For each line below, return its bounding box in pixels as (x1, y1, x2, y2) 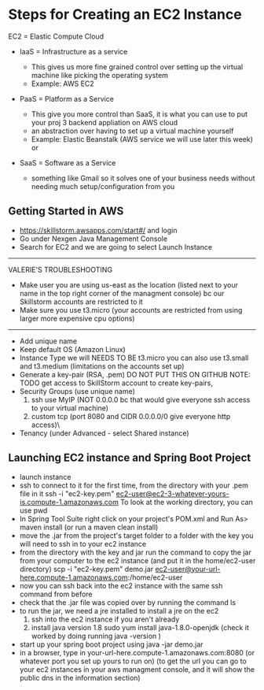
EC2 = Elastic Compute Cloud (8, 32, 104, 41)
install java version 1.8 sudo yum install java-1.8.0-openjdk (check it (31, 622, 249, 632)
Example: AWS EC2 (31, 79, 94, 88)
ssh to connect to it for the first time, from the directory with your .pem (19, 480, 249, 490)
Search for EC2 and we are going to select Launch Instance (19, 242, 213, 251)
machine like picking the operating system (31, 70, 169, 80)
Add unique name (19, 336, 77, 346)
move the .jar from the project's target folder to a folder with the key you (19, 530, 254, 540)
